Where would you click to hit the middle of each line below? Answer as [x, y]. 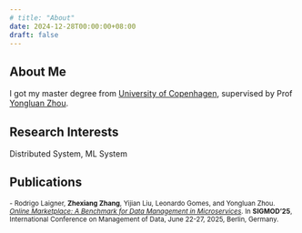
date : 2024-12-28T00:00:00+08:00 [73, 26]
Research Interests [64, 132]
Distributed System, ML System [68, 154]
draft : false [34, 35]
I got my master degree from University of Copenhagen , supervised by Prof [151, 94]
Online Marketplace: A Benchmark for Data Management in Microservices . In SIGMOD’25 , [151, 211]
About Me [38, 71]
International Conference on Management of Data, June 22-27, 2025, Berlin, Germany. [144, 219]
